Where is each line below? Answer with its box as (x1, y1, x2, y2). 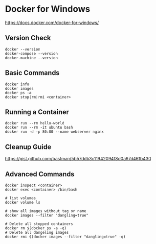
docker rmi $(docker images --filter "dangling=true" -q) (5, 234, 126, 239)
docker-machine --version (5, 55, 58, 60)
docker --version (5, 47, 41, 52)
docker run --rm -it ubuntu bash (5, 125, 73, 130)
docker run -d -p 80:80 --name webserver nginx (5, 129, 104, 134)
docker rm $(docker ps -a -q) (5, 226, 67, 231)
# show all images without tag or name (5, 209, 87, 214)
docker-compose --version (5, 51, 58, 56)
